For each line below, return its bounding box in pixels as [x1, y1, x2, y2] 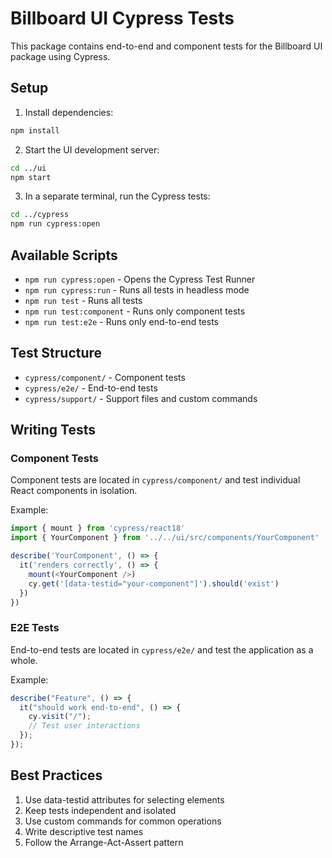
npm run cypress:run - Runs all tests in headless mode [24, 283, 250, 296]
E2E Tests [10, 621, 60, 635]
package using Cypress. [10, 50, 111, 62]
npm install [10, 125, 60, 136]
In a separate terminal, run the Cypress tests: [24, 190, 211, 202]
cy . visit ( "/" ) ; [28, 712, 92, 722]
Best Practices [10, 767, 103, 784]
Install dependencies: [24, 106, 114, 118]
